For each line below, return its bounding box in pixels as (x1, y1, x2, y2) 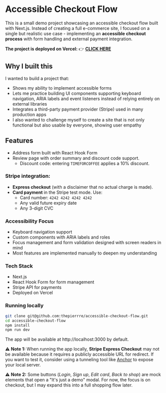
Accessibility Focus (5, 218, 54, 225)
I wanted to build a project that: (5, 75, 69, 81)
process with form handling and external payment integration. (5, 36, 133, 42)
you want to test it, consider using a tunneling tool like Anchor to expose (5, 357, 154, 363)
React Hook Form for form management (12, 279, 95, 285)
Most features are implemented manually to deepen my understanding (12, 250, 157, 256)
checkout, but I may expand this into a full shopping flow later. (5, 382, 133, 388)
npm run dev (5, 327, 30, 332)
